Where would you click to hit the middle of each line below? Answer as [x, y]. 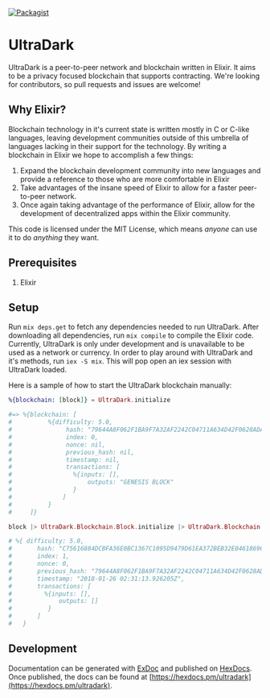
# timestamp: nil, [64, 459]
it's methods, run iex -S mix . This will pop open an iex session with [120, 361]
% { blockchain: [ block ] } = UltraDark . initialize [90, 400]
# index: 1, [39, 556]
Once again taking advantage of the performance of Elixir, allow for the [137, 205]
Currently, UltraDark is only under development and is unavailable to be [127, 344]
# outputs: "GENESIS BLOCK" [91, 482]
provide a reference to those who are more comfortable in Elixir [125, 179]
